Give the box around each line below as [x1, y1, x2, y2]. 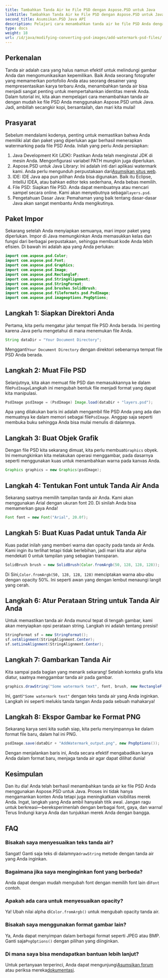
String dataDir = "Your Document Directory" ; [5, 337, 101, 342]
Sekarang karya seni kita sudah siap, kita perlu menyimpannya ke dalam [5, 726, 154, 732]
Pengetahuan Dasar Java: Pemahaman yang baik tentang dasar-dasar [12, 194, 157, 200]
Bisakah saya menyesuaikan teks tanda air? [5, 839, 113, 846]
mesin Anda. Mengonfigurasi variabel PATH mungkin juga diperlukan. [12, 157, 155, 163]
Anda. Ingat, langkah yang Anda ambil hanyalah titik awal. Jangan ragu [5, 799, 151, 805]
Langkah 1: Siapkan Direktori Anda [5, 309, 114, 317]
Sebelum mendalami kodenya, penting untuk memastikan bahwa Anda [5, 132, 150, 138]
